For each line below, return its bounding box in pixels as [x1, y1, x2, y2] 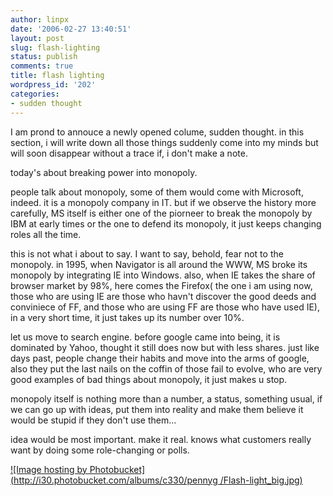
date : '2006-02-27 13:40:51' [10, 24, 132, 34]
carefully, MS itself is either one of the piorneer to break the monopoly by [10, 207, 313, 219]
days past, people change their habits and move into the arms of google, [10, 352, 310, 364]
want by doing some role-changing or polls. [10, 444, 190, 456]
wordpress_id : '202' [10, 80, 97, 90]
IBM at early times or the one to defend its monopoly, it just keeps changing [10, 217, 322, 230]
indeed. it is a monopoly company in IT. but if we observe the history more [10, 196, 317, 208]
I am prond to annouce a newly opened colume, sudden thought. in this [10, 126, 305, 138]
